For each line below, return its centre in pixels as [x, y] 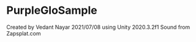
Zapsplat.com [24, 33]
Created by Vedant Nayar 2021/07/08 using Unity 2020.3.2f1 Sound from [98, 27]
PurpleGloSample [52, 10]
